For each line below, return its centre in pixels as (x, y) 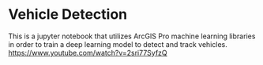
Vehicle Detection (68, 14)
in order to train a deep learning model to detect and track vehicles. (118, 44)
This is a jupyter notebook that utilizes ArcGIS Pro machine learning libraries (132, 36)
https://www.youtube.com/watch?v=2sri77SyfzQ (88, 52)
